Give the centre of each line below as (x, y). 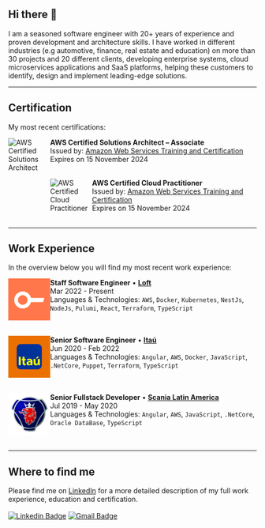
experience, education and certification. (73, 500)
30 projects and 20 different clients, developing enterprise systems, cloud (128, 58)
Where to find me (52, 471)
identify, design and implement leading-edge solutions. (98, 75)
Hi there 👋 (33, 15)
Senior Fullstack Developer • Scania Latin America (134, 398)
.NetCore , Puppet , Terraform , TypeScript (114, 365)
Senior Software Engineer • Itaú (103, 340)
